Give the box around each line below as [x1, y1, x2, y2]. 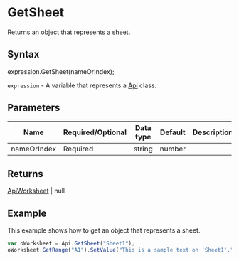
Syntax [7, 48, 40, 60]
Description [192, 127, 233, 137]
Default [159, 127, 186, 137]
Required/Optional [63, 127, 127, 137]
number [159, 144, 186, 154]
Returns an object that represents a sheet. [7, 28, 131, 36]
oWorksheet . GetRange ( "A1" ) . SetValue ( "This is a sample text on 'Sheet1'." [7, 247, 234, 254]
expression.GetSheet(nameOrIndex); [7, 67, 115, 75]
